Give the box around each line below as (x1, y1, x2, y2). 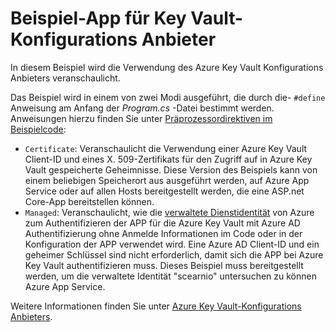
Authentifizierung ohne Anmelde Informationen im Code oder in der (24, 227, 303, 239)
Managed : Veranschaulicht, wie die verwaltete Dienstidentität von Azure (24, 206, 315, 218)
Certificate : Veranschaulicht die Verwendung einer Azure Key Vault (24, 142, 308, 154)
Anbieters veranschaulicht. (10, 72, 121, 84)
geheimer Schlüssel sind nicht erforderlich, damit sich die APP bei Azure (24, 248, 324, 261)
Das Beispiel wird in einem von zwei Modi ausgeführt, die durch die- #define (10, 91, 326, 103)
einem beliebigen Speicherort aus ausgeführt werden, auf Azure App (24, 174, 310, 186)
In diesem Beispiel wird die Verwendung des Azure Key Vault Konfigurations (10, 61, 324, 73)
